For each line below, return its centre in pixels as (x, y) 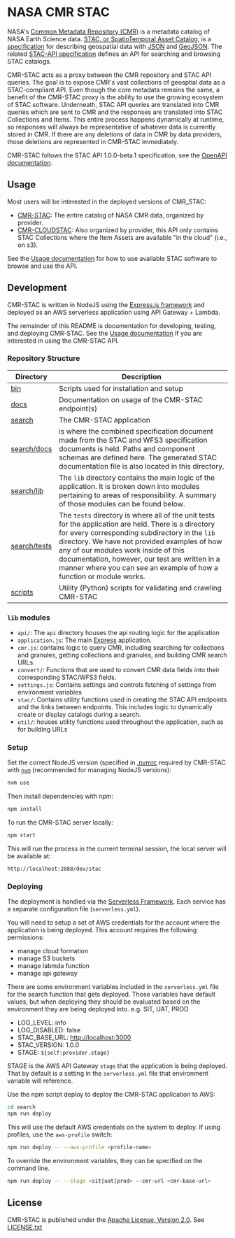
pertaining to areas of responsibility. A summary (138, 495)
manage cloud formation (53, 951)
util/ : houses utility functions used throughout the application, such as (120, 722)
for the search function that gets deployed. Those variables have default (111, 995)
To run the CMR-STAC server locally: (60, 823)
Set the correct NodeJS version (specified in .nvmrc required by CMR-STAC (116, 762)
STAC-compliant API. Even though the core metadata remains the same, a (114, 90)
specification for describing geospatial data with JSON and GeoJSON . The (115, 46)
